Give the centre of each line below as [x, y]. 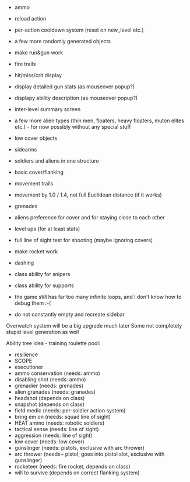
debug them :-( [33, 303]
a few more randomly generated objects [63, 41]
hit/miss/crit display [38, 75]
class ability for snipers [42, 274]
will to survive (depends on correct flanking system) [77, 473]
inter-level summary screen [47, 109]
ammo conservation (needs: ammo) [57, 373]
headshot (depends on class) [50, 398]
